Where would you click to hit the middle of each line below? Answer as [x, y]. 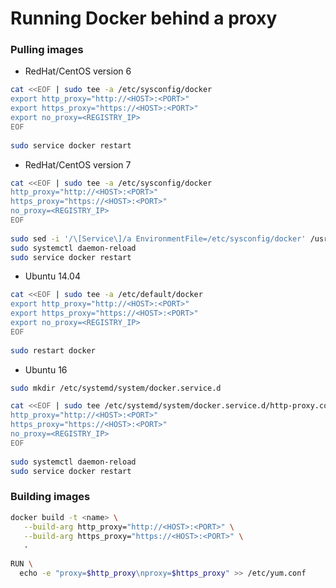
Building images [50, 497]
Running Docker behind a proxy [144, 18]
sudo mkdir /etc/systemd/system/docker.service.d [116, 388]
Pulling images [47, 50]
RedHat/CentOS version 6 [78, 71]
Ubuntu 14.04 [52, 276]
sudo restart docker [53, 350]
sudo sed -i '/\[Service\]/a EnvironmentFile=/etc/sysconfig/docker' [158, 238]
